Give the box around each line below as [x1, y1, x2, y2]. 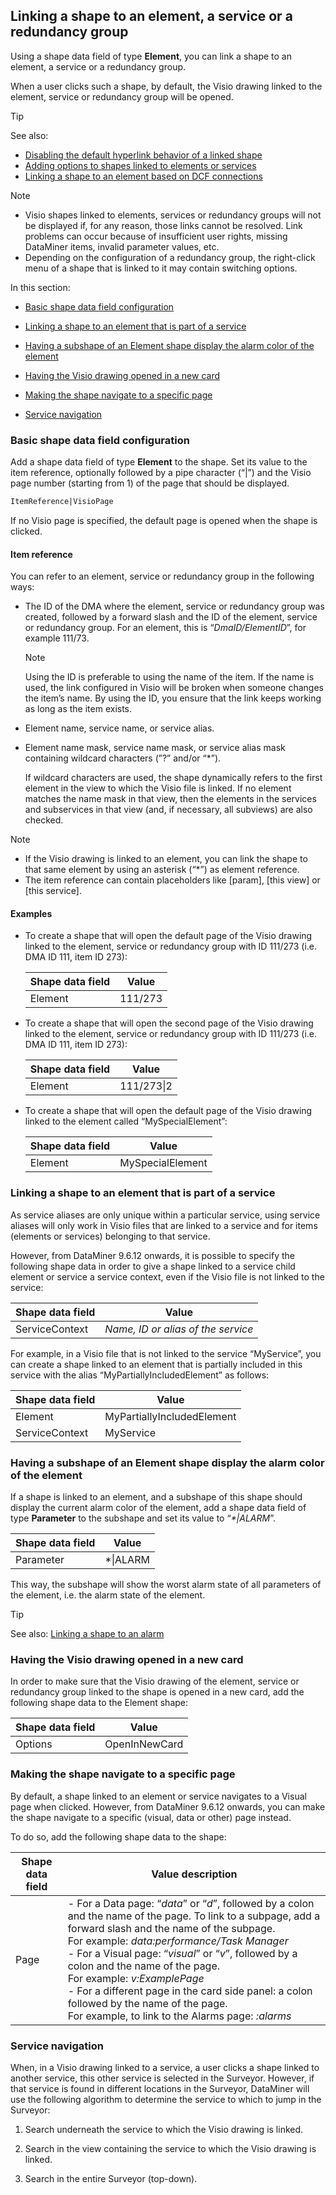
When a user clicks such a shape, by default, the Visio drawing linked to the [10, 80, 323, 92]
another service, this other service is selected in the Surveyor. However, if [10, 2072, 315, 2084]
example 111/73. [24, 632, 90, 644]
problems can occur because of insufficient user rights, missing [24, 230, 288, 242]
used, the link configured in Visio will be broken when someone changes [24, 682, 324, 694]
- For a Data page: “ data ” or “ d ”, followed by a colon [67, 1896, 315, 1910]
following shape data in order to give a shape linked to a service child [10, 1260, 296, 1272]
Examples [10, 907, 53, 919]
